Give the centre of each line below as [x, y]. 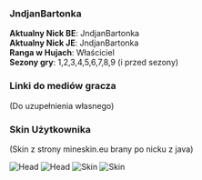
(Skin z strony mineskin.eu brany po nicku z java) [101, 149]
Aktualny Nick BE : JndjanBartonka [74, 34]
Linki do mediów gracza [63, 86]
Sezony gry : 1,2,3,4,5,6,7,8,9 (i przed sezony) [94, 63]
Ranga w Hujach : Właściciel [62, 53]
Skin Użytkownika [50, 129]
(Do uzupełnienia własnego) [62, 105]
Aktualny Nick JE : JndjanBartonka [74, 43]
